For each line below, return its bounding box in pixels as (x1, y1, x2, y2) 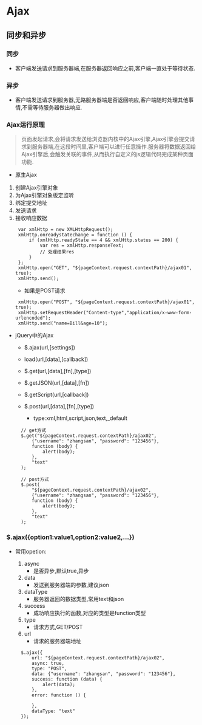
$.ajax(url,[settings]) (24, 344, 76, 351)
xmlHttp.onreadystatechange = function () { (18, 232, 132, 238)
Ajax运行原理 (6, 120, 45, 129)
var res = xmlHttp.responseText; (39, 242, 124, 249)
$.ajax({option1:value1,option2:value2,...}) (6, 533, 135, 541)
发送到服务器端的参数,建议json (33, 581, 109, 588)
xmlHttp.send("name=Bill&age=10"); (18, 320, 108, 326)
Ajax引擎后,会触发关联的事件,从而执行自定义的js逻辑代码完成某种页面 (21, 151, 194, 158)
